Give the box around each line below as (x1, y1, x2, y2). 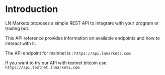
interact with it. (5, 40, 36, 46)
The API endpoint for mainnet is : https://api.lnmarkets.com (5, 50, 131, 56)
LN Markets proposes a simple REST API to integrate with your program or (5, 20, 159, 26)
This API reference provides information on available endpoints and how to (5, 35, 160, 41)
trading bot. (5, 25, 30, 31)
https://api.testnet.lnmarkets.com (5, 65, 80, 70)
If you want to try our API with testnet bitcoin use (5, 59, 107, 65)
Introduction (5, 3, 58, 15)
